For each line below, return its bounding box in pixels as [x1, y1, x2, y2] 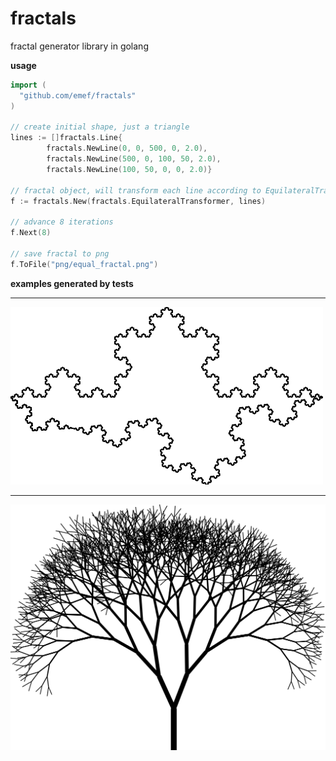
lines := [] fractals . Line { [10, 133, 123, 143]
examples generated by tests [10, 277, 134, 289]
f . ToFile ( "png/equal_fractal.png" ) [10, 259, 159, 269]
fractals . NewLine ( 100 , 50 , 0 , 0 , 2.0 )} [46, 164, 213, 174]
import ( [10, 80, 47, 90]
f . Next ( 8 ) [10, 228, 52, 238]
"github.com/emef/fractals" [19, 90, 137, 101]
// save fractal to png [10, 248, 110, 259]
